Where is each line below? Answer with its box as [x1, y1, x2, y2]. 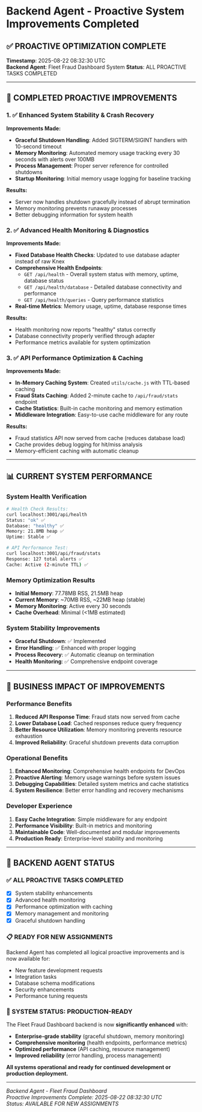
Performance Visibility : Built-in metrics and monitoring [14, 821, 152, 829]
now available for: [6, 955, 50, 962]
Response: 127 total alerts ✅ [6, 556, 83, 562]
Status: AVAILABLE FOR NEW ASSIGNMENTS [6, 1100, 119, 1107]
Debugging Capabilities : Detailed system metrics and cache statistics [14, 781, 189, 788]
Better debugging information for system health [14, 211, 133, 218]
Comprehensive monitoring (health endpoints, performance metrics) [14, 1039, 188, 1046]
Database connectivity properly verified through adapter [14, 332, 155, 339]
